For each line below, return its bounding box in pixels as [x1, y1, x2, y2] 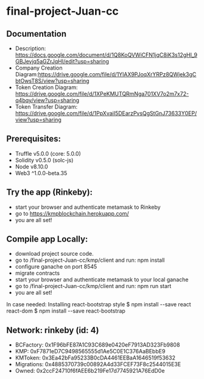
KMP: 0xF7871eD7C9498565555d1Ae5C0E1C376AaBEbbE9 [15, 348, 166, 355]
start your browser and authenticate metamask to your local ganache [15, 276, 189, 283]
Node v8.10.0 [15, 163, 49, 170]
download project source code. [15, 250, 94, 258]
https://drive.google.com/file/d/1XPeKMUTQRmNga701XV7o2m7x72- [15, 90, 189, 97]
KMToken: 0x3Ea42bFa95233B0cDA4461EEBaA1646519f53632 [15, 354, 175, 361]
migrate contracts [15, 270, 60, 277]
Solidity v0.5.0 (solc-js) [15, 156, 74, 164]
